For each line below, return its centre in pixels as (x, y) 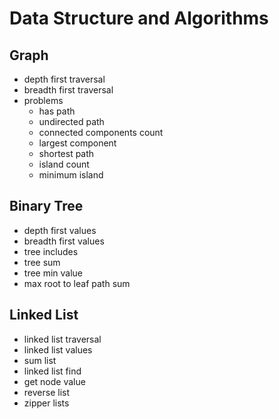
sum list (40, 360)
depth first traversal (64, 79)
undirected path (71, 121)
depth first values (60, 230)
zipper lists (46, 403)
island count (64, 164)
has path (57, 111)
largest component (77, 143)
